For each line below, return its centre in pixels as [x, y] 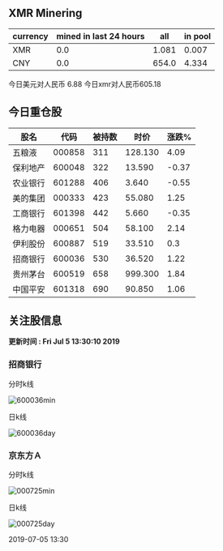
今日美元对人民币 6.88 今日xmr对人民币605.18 [85, 83]
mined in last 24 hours [101, 36]
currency [30, 36]
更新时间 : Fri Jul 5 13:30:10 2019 [64, 342]
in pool [197, 36]
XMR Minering [45, 13]
